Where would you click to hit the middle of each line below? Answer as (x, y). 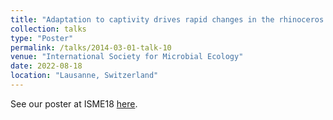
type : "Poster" (42, 38)
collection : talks (48, 29)
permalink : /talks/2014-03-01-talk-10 (91, 47)
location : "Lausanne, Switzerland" (84, 76)
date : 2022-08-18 (46, 66)
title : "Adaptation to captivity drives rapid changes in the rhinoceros (167, 19)
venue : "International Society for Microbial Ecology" (127, 57)
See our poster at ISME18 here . (74, 103)
